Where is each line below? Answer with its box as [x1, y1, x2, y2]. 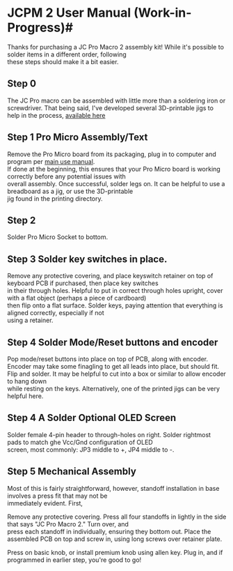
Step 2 [7, 214, 36, 226]
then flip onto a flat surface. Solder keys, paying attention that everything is [7, 301, 223, 310]
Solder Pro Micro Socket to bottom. [7, 233, 109, 241]
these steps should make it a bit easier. [7, 57, 119, 66]
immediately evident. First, [7, 498, 83, 507]
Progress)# [7, 20, 74, 36]
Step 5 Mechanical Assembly [7, 466, 137, 478]
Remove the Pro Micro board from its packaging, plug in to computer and [7, 150, 217, 158]
